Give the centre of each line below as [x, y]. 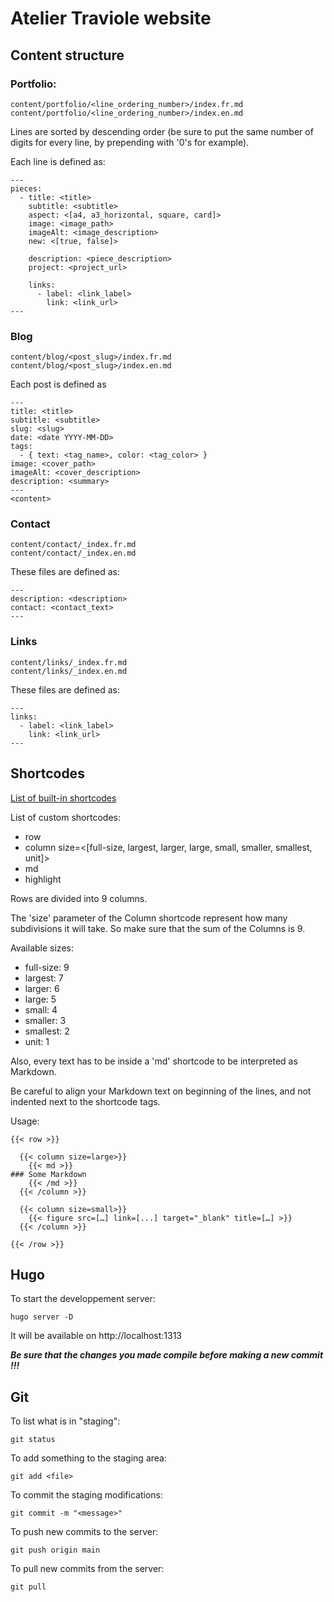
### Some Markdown [48, 1174]
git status [33, 1440]
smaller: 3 [45, 1020]
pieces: [26, 188]
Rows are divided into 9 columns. [79, 898]
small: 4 [41, 1009]
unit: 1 [37, 1041]
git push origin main [55, 1550]
